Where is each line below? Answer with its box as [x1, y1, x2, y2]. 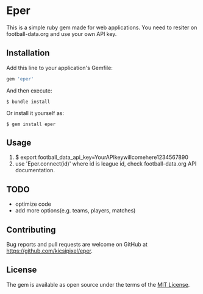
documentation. [15, 167, 55, 174]
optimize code [15, 200, 52, 208]
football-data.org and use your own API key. [6, 30, 117, 37]
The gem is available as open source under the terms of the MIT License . [6, 281, 190, 288]
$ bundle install [6, 99, 51, 105]
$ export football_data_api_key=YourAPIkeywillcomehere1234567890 [15, 153, 189, 161]
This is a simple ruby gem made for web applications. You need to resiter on [6, 24, 198, 31]
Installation [6, 48, 50, 58]
